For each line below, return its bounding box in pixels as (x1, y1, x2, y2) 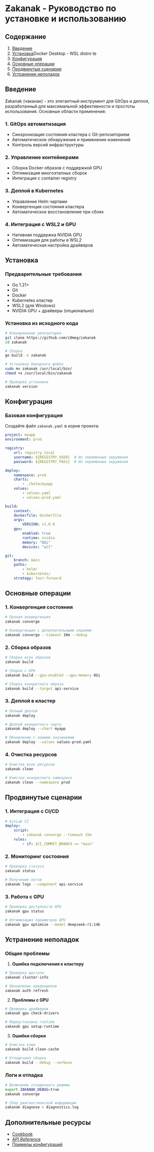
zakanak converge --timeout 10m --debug (5, 633, 88, 638)
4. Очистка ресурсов (5, 751, 57, 757)
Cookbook (12, 1131, 33, 1137)
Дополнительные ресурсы (5, 1118, 91, 1126)
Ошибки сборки (12, 1033, 46, 1039)
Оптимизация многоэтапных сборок (12, 170, 87, 176)
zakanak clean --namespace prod (5, 780, 70, 785)
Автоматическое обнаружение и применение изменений (12, 137, 131, 143)
